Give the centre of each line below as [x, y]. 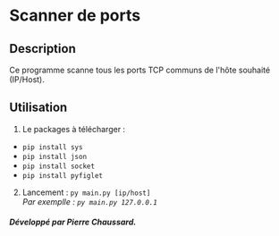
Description [42, 49]
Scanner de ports [75, 16]
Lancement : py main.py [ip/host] [86, 192]
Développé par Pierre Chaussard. [73, 222]
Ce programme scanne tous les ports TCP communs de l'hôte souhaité [140, 70]
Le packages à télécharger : [74, 129]
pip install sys [52, 147]
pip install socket [59, 166]
